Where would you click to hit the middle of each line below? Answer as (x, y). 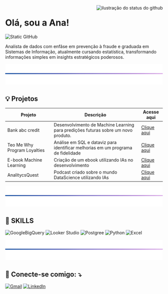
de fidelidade (67, 153)
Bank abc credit (23, 130)
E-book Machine (25, 160)
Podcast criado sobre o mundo (85, 172)
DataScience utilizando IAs (81, 178)
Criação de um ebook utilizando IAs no (93, 160)
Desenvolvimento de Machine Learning (94, 124)
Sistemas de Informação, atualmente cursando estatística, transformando (81, 52)
